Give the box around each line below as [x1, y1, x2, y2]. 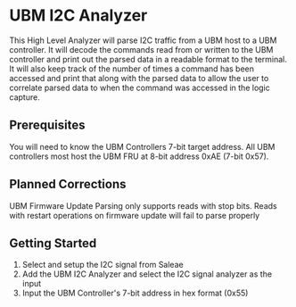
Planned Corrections [9, 177, 127, 192]
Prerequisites [9, 118, 86, 133]
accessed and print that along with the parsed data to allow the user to [9, 72, 269, 83]
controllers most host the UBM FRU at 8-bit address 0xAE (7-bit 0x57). [9, 151, 269, 162]
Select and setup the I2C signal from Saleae [21, 260, 185, 270]
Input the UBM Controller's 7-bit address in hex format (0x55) [21, 287, 249, 299]
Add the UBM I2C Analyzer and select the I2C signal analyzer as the [21, 269, 273, 279]
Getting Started [9, 236, 97, 251]
